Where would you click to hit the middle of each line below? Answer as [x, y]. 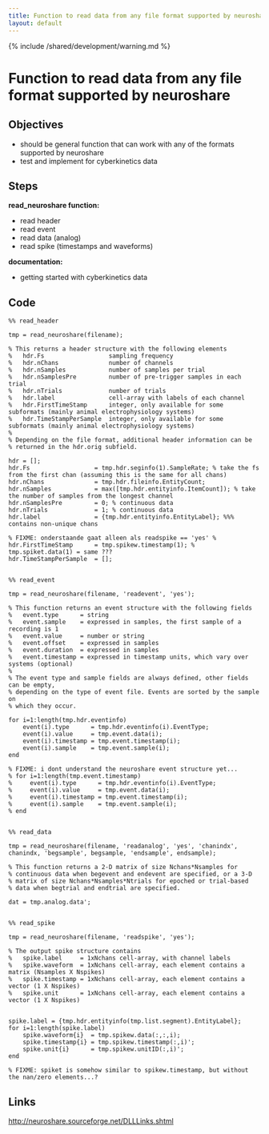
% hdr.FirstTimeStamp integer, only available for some [116, 405]
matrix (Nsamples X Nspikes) [57, 972]
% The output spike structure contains [75, 952]
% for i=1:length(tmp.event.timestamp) [75, 776]
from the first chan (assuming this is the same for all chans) [118, 475]
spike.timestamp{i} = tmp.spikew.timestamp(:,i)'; [109, 1042]
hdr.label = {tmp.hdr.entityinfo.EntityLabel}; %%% [121, 517]
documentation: [36, 262]
